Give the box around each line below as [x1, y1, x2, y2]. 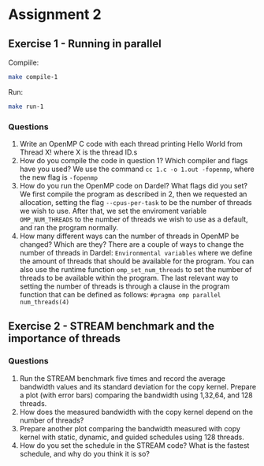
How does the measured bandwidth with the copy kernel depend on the [19, 407, 254, 416]
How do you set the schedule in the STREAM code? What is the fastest [19, 440, 250, 450]
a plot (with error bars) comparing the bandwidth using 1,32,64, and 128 [19, 390, 254, 400]
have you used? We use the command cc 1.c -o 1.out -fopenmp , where [19, 164, 255, 174]
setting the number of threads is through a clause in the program [19, 281, 230, 291]
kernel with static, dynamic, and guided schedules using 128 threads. [19, 432, 244, 442]
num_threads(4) [19, 298, 70, 307]
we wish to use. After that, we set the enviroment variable [19, 207, 207, 216]
